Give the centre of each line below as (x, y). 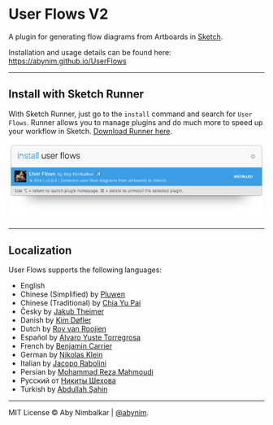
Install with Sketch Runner (76, 94)
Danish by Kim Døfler (56, 320)
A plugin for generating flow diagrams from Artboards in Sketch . (116, 37)
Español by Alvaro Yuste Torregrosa (80, 337)
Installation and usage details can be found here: (90, 52)
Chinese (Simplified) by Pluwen (73, 294)
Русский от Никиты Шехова (68, 381)
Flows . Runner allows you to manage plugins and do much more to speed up (136, 122)
